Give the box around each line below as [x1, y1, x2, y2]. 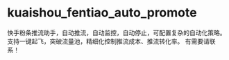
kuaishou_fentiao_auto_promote [7, 5, 197, 21]
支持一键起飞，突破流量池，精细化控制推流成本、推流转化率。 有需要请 [7, 37, 210, 46]
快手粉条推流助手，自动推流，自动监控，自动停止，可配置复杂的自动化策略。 [7, 28, 226, 37]
